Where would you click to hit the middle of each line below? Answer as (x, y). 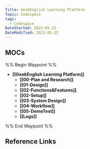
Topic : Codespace (23, 14)
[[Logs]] (28, 116)
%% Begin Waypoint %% (31, 64)
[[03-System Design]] (43, 100)
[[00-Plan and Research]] (46, 79)
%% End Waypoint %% (29, 126)
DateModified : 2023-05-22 (32, 33)
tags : (11, 19)
